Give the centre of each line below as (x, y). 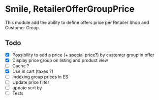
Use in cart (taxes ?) (32, 71)
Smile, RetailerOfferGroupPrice (70, 9)
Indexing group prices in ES (40, 77)
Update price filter (31, 82)
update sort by (27, 88)
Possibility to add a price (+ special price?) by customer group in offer (83, 55)
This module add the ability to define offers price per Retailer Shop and (77, 22)
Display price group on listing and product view (60, 60)
